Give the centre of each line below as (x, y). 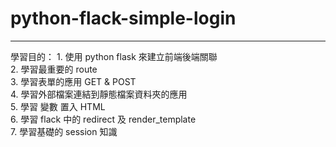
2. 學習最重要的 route (54, 69)
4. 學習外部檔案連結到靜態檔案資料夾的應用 (99, 94)
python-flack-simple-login (123, 18)
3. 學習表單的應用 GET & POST (73, 81)
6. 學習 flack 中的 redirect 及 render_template (103, 119)
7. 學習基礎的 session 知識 (64, 131)
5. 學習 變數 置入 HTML (58, 106)
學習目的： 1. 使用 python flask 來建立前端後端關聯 (114, 56)
